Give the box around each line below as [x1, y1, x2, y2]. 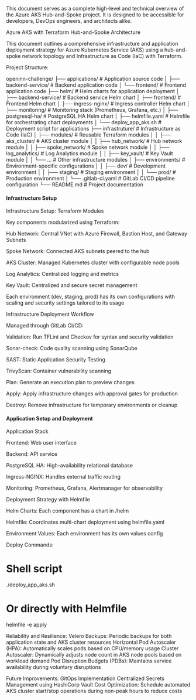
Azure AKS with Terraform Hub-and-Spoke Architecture [6, 29, 141, 36]
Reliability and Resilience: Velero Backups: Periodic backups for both [6, 633, 172, 640]
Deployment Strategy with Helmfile [6, 496, 91, 503]
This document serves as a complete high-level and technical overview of [6, 5, 184, 12]
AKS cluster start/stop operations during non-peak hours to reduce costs [6, 688, 183, 695]
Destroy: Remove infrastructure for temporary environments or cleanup [6, 401, 178, 409]
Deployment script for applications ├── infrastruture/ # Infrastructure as [6, 125, 181, 132]
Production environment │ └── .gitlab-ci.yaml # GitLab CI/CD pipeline [6, 175, 175, 182]
